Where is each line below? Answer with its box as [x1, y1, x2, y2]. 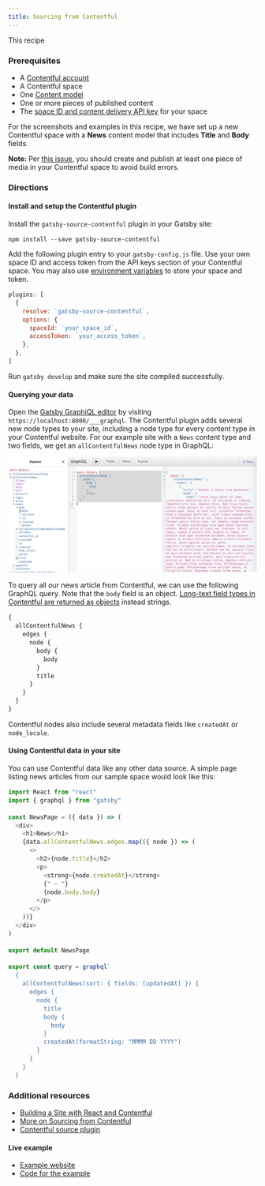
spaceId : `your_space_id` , [28, 324, 118, 332]
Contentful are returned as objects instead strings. [8, 597, 172, 607]
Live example [8, 1143, 53, 1152]
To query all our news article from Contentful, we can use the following [8, 580, 239, 590]
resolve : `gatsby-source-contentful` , [22, 307, 150, 315]
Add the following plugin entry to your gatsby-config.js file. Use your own [8, 250, 251, 259]
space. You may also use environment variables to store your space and [8, 266, 243, 276]
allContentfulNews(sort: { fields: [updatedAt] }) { [22, 980, 200, 988]
